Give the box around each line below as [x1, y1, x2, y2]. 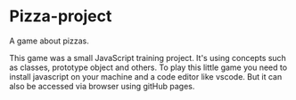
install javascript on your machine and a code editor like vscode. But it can [9, 71, 283, 81]
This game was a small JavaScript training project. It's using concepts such [9, 52, 287, 63]
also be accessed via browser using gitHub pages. [9, 81, 195, 91]
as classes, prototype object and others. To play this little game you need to [9, 62, 288, 73]
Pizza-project [9, 6, 112, 27]
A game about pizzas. [9, 35, 89, 46]
